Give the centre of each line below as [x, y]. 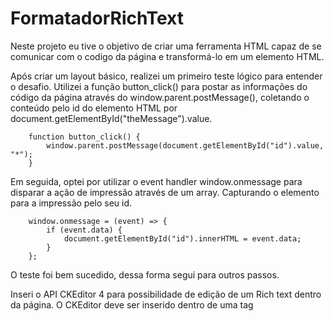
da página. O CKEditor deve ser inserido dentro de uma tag [132, 304]
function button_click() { [84, 137]
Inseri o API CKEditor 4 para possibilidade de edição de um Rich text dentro [166, 294]
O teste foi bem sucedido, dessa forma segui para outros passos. [145, 274]
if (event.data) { [84, 230]
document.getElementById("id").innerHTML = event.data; [182, 238]
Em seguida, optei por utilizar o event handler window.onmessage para [156, 181]
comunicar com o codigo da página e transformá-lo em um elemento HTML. [167, 56]
